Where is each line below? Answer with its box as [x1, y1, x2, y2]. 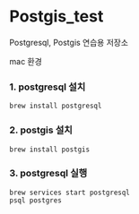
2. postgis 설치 [9, 124, 74, 136]
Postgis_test [9, 6, 104, 27]
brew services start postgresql [9, 188, 130, 197]
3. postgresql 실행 [9, 167, 88, 180]
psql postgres [9, 195, 63, 205]
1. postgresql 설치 [9, 81, 86, 93]
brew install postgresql [9, 101, 102, 111]
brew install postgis [9, 145, 91, 154]
